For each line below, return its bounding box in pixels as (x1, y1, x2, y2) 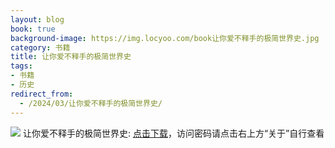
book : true (10, 24, 56, 34)
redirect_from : (10, 89, 74, 99)
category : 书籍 (10, 42, 71, 53)
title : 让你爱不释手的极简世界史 (10, 52, 132, 62)
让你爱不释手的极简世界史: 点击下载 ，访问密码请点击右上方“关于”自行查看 (22, 127, 325, 139)
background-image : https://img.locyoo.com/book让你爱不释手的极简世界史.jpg (10, 33, 320, 43)
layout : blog (10, 14, 65, 25)
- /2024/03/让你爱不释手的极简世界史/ (19, 98, 163, 108)
